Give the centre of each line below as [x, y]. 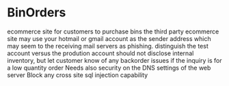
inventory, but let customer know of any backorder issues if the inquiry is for [114, 60]
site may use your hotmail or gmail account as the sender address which [109, 38]
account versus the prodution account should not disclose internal [100, 53]
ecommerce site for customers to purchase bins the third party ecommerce [113, 31]
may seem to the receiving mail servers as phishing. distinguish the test [108, 46]
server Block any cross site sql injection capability [78, 75]
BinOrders [37, 13]
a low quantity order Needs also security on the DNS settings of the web [109, 68]
